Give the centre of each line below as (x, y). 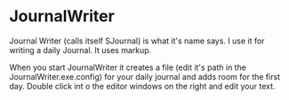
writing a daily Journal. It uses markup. (80, 50)
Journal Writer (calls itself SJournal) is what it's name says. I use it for (137, 41)
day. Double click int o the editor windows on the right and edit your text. (142, 86)
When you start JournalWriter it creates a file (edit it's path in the (128, 67)
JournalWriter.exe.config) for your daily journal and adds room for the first (145, 76)
